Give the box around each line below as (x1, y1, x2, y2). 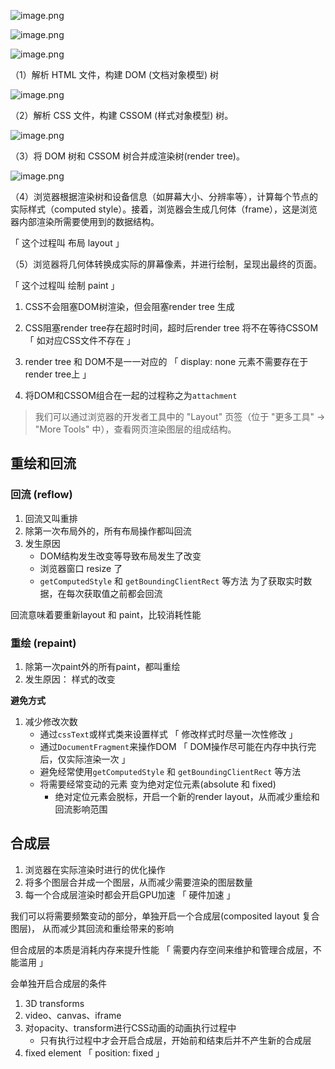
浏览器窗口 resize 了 (39, 562, 123, 574)
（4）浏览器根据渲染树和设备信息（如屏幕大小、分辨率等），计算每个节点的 (10, 191, 319, 202)
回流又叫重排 (24, 512, 78, 524)
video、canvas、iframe (24, 1009, 122, 1021)
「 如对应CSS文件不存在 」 (24, 335, 136, 346)
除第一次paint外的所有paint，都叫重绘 (24, 660, 181, 672)
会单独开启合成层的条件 (10, 977, 107, 989)
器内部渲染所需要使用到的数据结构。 (10, 216, 160, 227)
